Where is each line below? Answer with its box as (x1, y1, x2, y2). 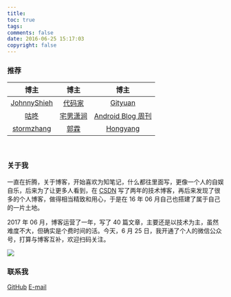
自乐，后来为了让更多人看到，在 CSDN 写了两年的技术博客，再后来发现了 (7, 186, 214, 194)
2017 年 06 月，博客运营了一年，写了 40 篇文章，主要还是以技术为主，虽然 (7, 217, 219, 226)
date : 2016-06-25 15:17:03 (7, 36, 85, 43)
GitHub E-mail (7, 283, 47, 291)
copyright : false (7, 42, 57, 49)
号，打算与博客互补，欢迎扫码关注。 (7, 235, 110, 243)
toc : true (7, 16, 36, 23)
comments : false (7, 29, 54, 36)
